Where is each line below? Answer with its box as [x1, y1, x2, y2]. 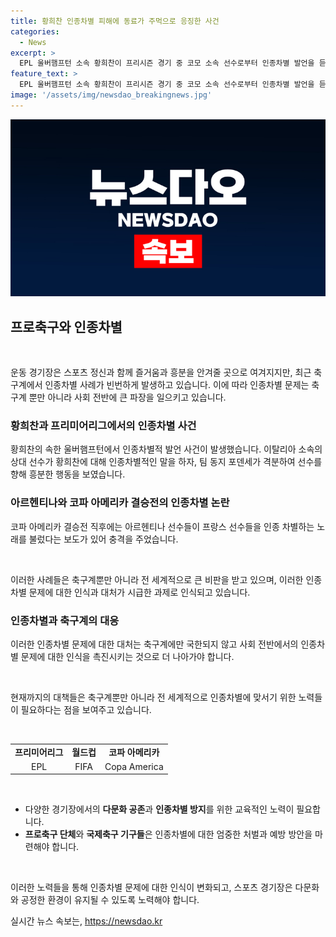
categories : [10, 26, 60, 37]
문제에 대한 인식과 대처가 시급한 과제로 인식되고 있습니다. [28, 586, 251, 598]
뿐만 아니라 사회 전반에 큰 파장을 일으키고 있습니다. [28, 391, 227, 404]
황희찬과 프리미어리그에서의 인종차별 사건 [10, 418, 197, 432]
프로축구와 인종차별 [10, 318, 123, 335]
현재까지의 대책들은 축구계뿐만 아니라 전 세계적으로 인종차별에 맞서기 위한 [10, 691, 297, 703]
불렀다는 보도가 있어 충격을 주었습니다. [28, 533, 179, 545]
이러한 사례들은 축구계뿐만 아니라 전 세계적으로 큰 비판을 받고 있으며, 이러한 [10, 573, 304, 585]
